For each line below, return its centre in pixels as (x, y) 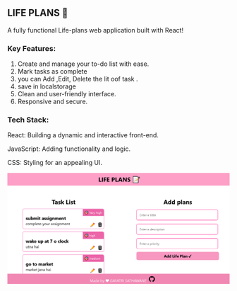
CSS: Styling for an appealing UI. (55, 163)
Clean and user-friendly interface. (67, 94)
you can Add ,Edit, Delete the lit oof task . (78, 79)
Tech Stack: (28, 120)
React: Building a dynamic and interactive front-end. (83, 135)
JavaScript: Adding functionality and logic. (69, 149)
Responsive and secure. (53, 102)
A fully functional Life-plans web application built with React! (96, 30)
